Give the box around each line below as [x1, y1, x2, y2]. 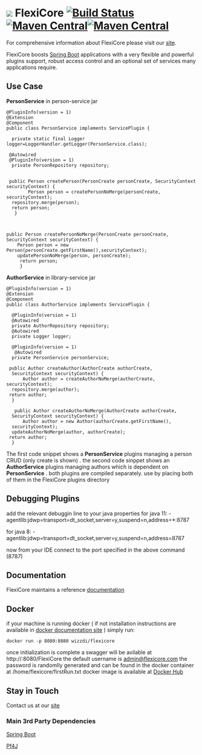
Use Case [6, 81, 44, 92]
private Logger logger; [11, 333, 71, 339]
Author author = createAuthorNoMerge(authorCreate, [22, 376, 155, 382]
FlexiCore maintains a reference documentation [6, 586, 125, 594]
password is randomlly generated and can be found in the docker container [6, 662, 195, 669]
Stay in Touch [6, 686, 59, 696]
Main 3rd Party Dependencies [6, 717, 96, 725]
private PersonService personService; [11, 354, 110, 361]
